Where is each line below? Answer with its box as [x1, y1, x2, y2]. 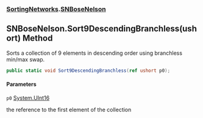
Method [22, 33, 53, 44]
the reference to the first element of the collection [6, 106, 132, 113]
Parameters [6, 81, 37, 88]
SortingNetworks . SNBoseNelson [6, 5, 106, 13]
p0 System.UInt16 [6, 94, 50, 102]
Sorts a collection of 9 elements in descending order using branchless [6, 49, 183, 57]
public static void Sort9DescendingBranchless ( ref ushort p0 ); [6, 68, 171, 74]
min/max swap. [6, 55, 45, 63]
